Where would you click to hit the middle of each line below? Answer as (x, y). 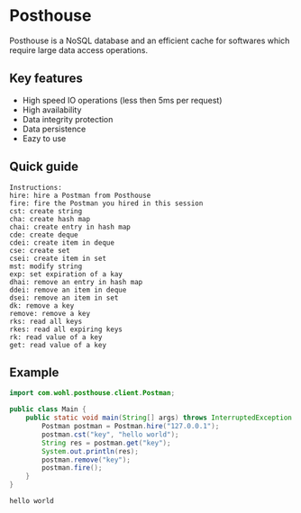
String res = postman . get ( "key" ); (106, 443)
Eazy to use (44, 138)
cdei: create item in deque (62, 243)
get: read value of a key (58, 345)
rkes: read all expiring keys (66, 329)
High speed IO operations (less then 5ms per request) (122, 100)
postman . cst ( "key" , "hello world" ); (110, 434)
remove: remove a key (50, 313)
